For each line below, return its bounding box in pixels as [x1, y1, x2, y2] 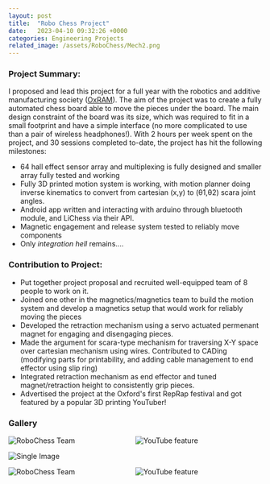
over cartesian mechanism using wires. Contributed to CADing [19, 345, 227, 355]
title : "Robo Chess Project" [8, 19, 110, 27]
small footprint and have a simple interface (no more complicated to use [8, 121, 247, 130]
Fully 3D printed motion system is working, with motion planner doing [19, 179, 251, 189]
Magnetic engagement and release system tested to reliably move [19, 222, 240, 232]
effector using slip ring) [19, 363, 98, 373]
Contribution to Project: [8, 259, 103, 271]
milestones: [8, 147, 47, 156]
